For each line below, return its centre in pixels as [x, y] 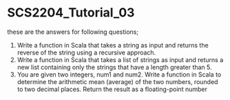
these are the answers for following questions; [73, 32]
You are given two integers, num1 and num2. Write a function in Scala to [119, 74]
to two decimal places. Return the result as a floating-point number [112, 89]
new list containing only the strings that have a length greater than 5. [114, 67]
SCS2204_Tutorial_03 [71, 13]
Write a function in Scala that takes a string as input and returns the [113, 45]
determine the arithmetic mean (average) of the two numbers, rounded [117, 81]
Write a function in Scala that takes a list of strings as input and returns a [120, 59]
